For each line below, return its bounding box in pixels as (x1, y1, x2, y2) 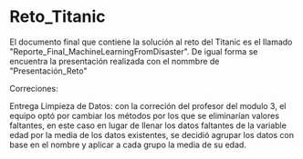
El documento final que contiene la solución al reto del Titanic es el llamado (9, 36, 293, 47)
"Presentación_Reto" (9, 65, 89, 76)
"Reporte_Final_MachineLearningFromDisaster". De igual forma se (9, 45, 258, 56)
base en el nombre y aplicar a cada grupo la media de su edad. (9, 139, 246, 150)
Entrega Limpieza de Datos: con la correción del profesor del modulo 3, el (9, 100, 287, 111)
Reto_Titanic (9, 6, 107, 27)
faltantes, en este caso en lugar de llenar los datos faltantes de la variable (9, 120, 287, 131)
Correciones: (9, 83, 58, 94)
